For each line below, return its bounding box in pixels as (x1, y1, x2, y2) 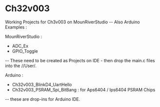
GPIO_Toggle (12, 48, 38, 54)
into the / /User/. (5, 63, 36, 69)
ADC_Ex (12, 43, 29, 49)
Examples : (5, 24, 27, 30)
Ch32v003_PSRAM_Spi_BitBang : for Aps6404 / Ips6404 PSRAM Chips (12, 87, 156, 92)
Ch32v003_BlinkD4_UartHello (12, 81, 72, 88)
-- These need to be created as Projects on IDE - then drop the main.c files (5, 57, 155, 63)
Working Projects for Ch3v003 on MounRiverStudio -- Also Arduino (5, 19, 140, 25)
